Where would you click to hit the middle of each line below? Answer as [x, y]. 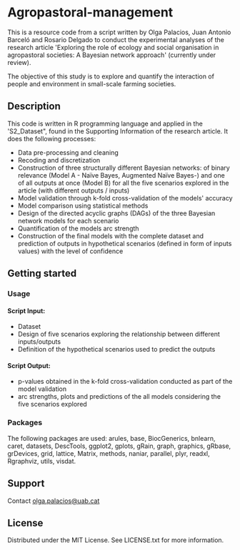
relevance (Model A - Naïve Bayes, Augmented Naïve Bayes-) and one [121, 175]
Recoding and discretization [59, 160]
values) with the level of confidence [70, 251]
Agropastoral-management [90, 12]
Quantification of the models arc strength [78, 228]
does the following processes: [52, 138]
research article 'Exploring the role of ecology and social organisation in [113, 47]
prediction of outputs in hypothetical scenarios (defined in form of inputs [125, 243]
